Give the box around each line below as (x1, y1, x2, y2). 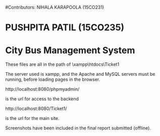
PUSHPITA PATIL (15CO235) (5, 22, 125, 33)
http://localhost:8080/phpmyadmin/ (5, 86, 80, 92)
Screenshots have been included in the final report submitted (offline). (5, 125, 151, 131)
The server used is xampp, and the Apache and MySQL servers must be (5, 71, 155, 77)
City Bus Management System (5, 45, 135, 56)
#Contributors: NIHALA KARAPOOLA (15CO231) (5, 5, 104, 10)
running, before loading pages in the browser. (5, 76, 100, 82)
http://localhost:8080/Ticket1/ (5, 105, 67, 112)
